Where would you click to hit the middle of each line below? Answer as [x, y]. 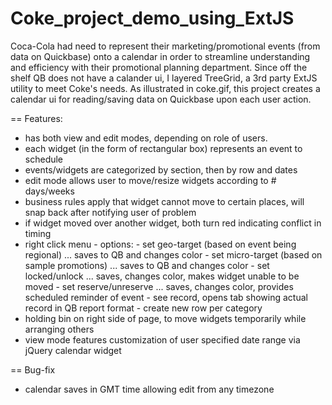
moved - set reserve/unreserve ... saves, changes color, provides [159, 286]
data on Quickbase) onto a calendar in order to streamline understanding [160, 56]
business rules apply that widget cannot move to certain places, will [164, 201]
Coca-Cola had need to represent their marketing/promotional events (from [165, 46]
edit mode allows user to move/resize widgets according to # [150, 180]
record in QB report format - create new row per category [143, 308]
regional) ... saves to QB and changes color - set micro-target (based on [173, 254]
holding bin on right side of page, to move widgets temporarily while [165, 318]
